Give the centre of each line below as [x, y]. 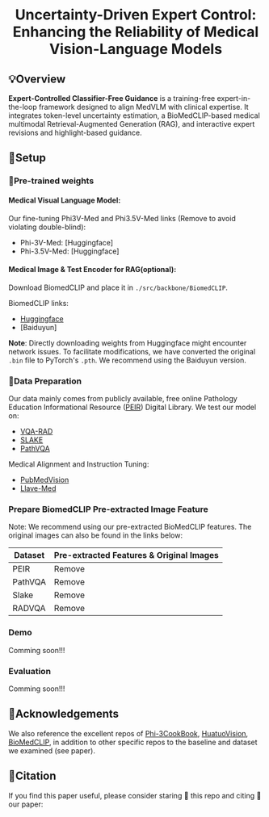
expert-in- [234, 98]
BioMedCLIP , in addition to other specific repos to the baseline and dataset [133, 742]
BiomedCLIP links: [38, 303]
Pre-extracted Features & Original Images [137, 555]
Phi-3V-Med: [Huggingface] [67, 242]
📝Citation [32, 776]
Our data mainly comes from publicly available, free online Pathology [123, 399]
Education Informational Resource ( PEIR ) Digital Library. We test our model [132, 407]
